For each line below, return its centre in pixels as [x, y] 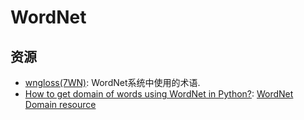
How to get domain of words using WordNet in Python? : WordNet [159, 94]
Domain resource [60, 104]
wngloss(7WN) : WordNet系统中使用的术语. [112, 82]
